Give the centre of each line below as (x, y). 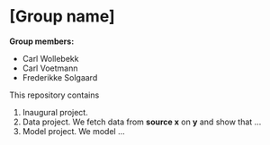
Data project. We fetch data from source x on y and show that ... (142, 122)
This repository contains (54, 95)
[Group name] (62, 17)
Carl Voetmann (50, 68)
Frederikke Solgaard (60, 77)
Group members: (42, 41)
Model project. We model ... (74, 131)
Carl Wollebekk (50, 58)
